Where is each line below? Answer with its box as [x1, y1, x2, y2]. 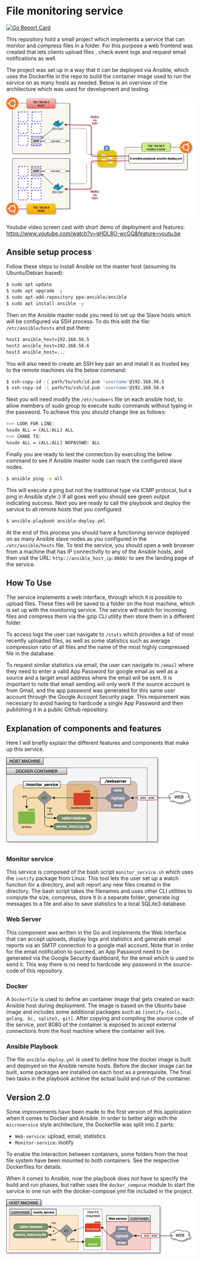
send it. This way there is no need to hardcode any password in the [6, 960, 172, 968]
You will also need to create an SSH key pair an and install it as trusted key [6, 360, 190, 367]
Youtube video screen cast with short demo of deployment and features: [6, 223, 185, 231]
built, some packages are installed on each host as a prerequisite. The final [6, 1069, 191, 1076]
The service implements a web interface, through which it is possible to [6, 594, 182, 601]
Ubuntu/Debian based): [6, 269, 64, 277]
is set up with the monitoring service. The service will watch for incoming [6, 607, 187, 614]
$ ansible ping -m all [6, 475, 63, 481]
